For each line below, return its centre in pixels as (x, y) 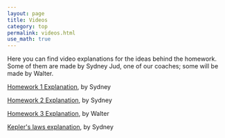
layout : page (26, 13)
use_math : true (29, 39)
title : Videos (28, 20)
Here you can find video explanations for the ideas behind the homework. (112, 59)
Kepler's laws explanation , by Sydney (61, 127)
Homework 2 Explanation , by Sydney (60, 100)
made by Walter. (30, 74)
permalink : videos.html (42, 33)
